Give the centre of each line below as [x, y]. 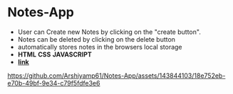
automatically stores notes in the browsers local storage [100, 47]
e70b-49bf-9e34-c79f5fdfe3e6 [54, 83]
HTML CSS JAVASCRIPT [55, 54]
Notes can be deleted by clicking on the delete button [97, 39]
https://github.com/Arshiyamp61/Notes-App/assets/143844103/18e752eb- [116, 76]
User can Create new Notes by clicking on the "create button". [109, 32]
